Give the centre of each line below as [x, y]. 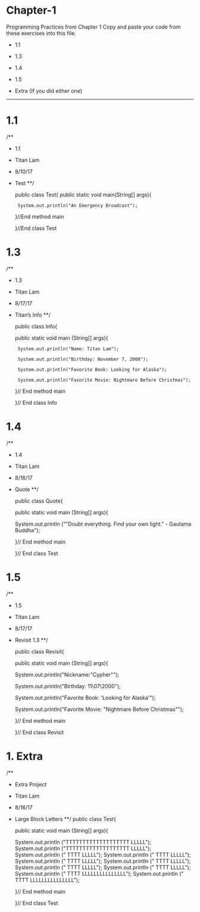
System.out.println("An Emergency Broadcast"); [78, 205]
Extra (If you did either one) [48, 90]
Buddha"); [27, 530]
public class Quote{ [39, 501]
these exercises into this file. [41, 33]
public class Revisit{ [39, 651]
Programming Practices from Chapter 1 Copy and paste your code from [93, 27]
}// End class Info [36, 402]
